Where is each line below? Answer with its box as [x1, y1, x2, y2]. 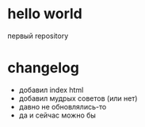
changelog [7, 59, 80, 77]
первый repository [7, 31, 69, 40]
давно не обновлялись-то [18, 102, 107, 111]
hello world [7, 5, 82, 23]
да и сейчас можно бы [18, 110, 97, 120]
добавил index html [18, 85, 84, 94]
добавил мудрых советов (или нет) [18, 93, 138, 103]
